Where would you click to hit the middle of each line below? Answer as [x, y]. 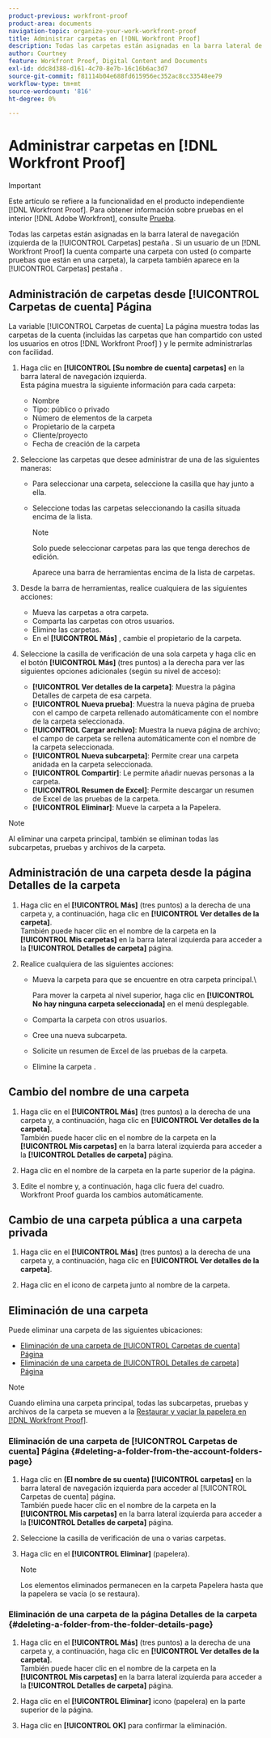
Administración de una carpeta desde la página [130, 873]
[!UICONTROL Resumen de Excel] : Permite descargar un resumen [143, 790]
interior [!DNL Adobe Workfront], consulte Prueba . [92, 219]
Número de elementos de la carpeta [92, 418]
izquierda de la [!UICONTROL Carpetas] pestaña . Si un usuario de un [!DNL [135, 243]
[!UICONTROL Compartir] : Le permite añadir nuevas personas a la [143, 773]
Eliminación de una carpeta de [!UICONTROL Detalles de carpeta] [130, 1363]
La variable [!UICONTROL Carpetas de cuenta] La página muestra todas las [134, 326]
